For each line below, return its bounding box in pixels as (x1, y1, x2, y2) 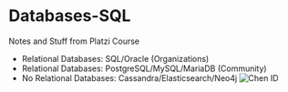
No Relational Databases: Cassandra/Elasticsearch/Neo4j (21, 72, 238, 83)
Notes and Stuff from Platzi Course (8, 36, 140, 46)
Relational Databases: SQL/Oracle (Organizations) (21, 53, 210, 64)
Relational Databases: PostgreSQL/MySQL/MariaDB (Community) (21, 63, 267, 74)
